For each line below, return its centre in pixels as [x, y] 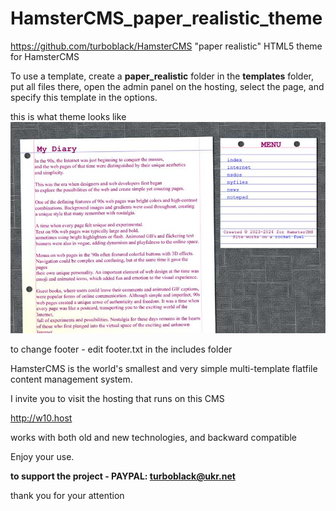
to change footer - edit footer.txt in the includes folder [121, 349]
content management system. [71, 379]
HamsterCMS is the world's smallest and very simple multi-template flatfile [164, 369]
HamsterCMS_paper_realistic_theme [166, 18]
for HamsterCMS [45, 56]
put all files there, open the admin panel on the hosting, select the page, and [167, 86]
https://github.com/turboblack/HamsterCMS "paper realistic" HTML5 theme [166, 46]
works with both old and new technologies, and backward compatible [153, 438]
